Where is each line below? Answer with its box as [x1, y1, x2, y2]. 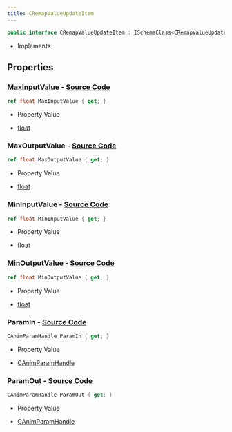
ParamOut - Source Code [7, 375, 93, 385]
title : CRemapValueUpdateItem [7, 10, 95, 17]
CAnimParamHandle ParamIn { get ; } [7, 333, 110, 340]
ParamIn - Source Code [7, 317, 87, 326]
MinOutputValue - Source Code [7, 258, 115, 268]
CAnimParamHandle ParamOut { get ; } [7, 391, 113, 399]
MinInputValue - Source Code [7, 199, 109, 209]
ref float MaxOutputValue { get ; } [7, 157, 110, 164]
